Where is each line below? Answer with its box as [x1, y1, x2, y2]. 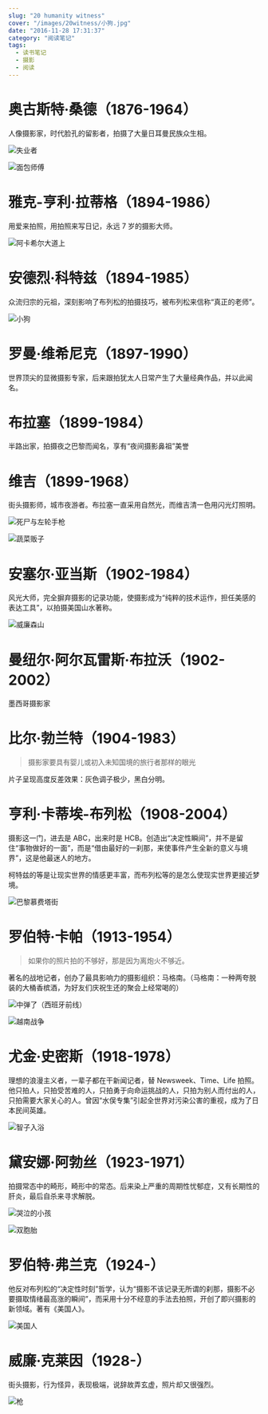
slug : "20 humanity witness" [8, 11, 105, 20]
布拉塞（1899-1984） [8, 413, 152, 432]
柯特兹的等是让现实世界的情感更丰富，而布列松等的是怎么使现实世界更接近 [8, 871, 253, 880]
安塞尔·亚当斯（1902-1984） [8, 565, 199, 583]
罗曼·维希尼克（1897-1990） [8, 345, 197, 363]
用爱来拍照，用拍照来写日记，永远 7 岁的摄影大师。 [8, 221, 177, 231]
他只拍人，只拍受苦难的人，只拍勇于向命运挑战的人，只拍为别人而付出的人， [8, 1086, 260, 1095]
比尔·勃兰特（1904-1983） [8, 729, 185, 748]
